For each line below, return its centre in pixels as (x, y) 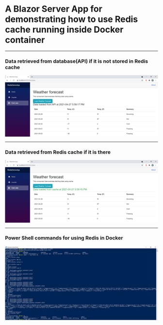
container (25, 40)
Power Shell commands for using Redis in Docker (64, 238)
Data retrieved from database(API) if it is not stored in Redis (77, 61)
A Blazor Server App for (54, 9)
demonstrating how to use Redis (72, 19)
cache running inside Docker (64, 30)
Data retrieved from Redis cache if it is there (58, 152)
